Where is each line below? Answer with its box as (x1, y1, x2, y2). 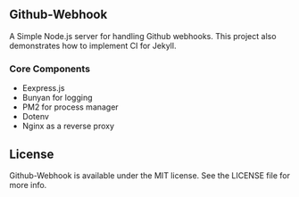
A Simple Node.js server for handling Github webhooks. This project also (9, 30, 277, 41)
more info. (9, 179, 47, 190)
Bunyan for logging (21, 93, 93, 103)
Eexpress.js (21, 83, 65, 94)
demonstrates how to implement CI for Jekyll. (9, 40, 177, 51)
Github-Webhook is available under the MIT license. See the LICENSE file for (9, 169, 290, 181)
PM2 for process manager (21, 102, 119, 112)
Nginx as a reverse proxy (21, 120, 114, 132)
